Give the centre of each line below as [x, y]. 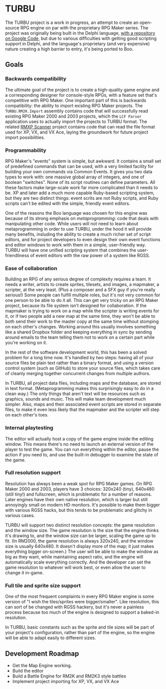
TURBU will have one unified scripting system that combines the [71, 250]
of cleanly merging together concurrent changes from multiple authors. [78, 374]
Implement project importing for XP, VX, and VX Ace [66, 681]
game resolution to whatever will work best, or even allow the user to [76, 567]
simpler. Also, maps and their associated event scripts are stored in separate [83, 405]
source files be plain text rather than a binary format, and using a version [80, 363]
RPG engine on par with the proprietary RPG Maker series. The [84, 27]
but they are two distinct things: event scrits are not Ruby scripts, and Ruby [82, 198]
